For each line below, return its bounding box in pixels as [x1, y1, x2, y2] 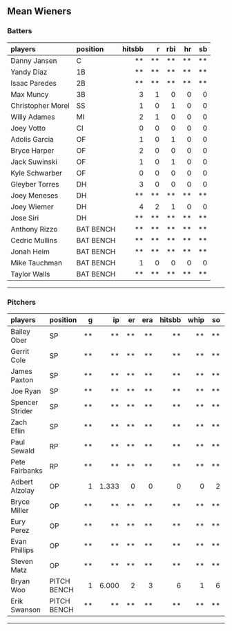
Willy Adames [10, 112, 55, 122]
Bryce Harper [10, 145, 55, 155]
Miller [10, 505, 29, 515]
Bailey [10, 326, 31, 336]
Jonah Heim [10, 247, 50, 256]
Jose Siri [10, 213, 39, 223]
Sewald [10, 446, 35, 455]
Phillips [10, 545, 35, 555]
